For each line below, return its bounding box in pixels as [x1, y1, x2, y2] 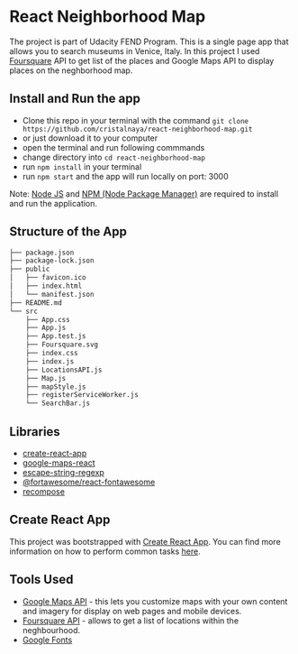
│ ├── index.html [9, 281, 83, 290]
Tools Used [9, 572, 74, 587]
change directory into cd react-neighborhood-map [22, 152, 205, 162]
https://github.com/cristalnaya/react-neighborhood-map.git [22, 124, 253, 134]
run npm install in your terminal [22, 161, 142, 172]
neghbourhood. [22, 624, 81, 635]
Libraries [9, 424, 60, 439]
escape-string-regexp [22, 467, 105, 477]
